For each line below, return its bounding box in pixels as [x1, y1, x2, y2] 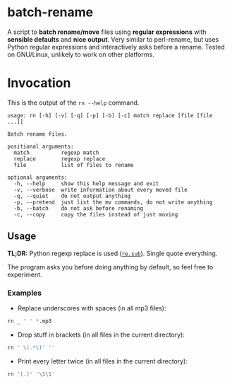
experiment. [7, 270, 42, 279]
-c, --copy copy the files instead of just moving [13, 211, 178, 218]
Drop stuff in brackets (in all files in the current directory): [17, 330, 185, 339]
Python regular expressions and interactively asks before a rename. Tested [7, 42, 225, 51]
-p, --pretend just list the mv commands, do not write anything [13, 199, 213, 206]
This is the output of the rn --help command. [7, 98, 140, 107]
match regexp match [13, 149, 99, 156]
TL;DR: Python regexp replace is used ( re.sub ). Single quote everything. [7, 249, 218, 257]
